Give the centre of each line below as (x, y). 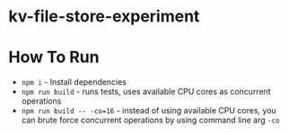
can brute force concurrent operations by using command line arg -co (150, 120)
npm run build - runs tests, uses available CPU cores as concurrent (146, 92)
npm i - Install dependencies (74, 82)
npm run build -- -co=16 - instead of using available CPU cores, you (149, 111)
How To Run (54, 58)
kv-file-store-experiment (104, 17)
